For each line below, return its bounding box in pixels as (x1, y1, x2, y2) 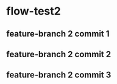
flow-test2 (6, 4, 61, 18)
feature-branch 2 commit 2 (6, 49, 112, 59)
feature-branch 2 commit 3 (6, 70, 112, 80)
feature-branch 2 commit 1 (6, 29, 110, 39)
